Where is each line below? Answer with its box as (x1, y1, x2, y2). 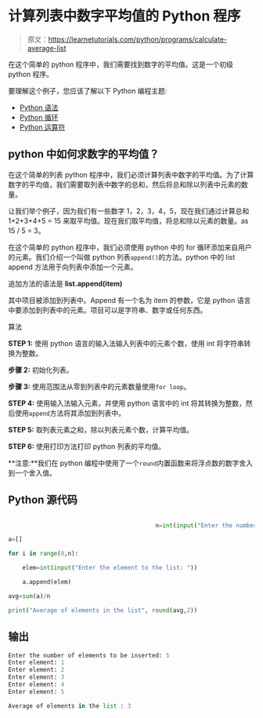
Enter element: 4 (8, 680, 65, 688)
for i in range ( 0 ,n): (8, 550, 79, 558)
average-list (27, 43, 67, 53)
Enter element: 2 (8, 666, 65, 674)
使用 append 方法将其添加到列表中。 (14, 408, 125, 417)
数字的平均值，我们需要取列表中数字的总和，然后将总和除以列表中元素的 (8, 180, 241, 189)
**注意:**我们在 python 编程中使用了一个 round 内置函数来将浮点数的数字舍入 (8, 458, 253, 468)
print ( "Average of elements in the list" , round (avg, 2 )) (8, 606, 198, 614)
